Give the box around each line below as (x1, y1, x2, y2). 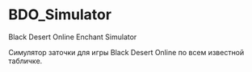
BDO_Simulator (8, 6, 111, 24)
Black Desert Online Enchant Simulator (8, 32, 137, 42)
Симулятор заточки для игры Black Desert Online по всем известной (8, 47, 245, 57)
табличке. (8, 56, 43, 66)
